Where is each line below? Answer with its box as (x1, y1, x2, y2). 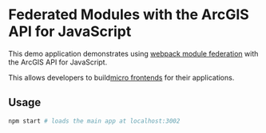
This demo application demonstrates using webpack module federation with (8, 49, 259, 58)
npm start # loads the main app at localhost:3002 (8, 117, 181, 125)
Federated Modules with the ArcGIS (8, 6, 249, 24)
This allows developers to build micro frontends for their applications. (8, 72, 235, 82)
